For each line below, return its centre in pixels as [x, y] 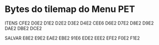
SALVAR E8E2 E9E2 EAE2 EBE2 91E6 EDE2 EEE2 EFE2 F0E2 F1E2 [72, 38]
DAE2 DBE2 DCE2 [23, 28]
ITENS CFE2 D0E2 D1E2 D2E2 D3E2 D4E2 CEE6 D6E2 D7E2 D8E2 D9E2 [79, 23]
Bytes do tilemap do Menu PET [70, 9]
